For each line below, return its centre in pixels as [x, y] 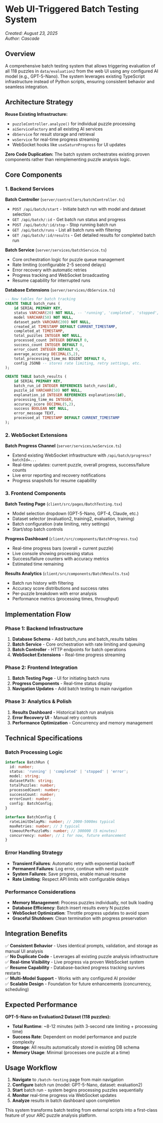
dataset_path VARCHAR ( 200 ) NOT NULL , [53, 322]
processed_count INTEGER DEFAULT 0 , [52, 340]
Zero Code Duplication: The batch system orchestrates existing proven [77, 154]
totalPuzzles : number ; [33, 785]
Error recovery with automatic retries [49, 270]
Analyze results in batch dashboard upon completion [66, 1101]
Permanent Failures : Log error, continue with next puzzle [70, 868]
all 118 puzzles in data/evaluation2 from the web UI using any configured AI [82, 71]
